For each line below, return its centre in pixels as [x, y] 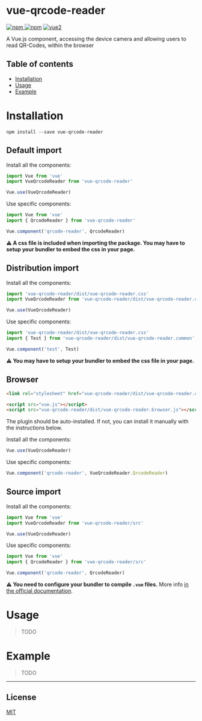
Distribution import [43, 268]
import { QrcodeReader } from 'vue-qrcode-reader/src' [76, 562]
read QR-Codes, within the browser [50, 45]
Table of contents [40, 64]
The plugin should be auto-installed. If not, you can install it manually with [97, 422]
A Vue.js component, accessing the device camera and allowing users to [96, 39]
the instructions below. [34, 428]
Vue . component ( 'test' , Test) [43, 349]
